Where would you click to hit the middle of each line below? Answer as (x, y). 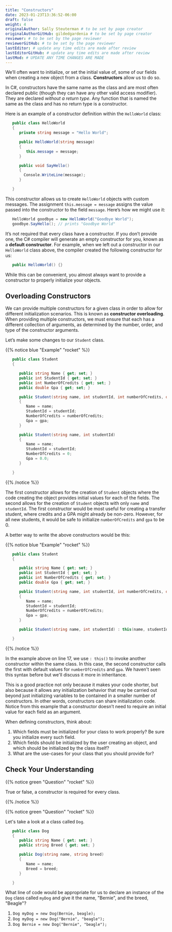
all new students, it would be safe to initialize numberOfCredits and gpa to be (85, 519)
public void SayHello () (44, 165)
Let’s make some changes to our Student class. (55, 340)
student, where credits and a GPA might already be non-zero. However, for (84, 514)
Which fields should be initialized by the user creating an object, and (85, 743)
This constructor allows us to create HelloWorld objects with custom (77, 199)
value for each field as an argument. (44, 712)
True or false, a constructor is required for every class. (63, 792)
